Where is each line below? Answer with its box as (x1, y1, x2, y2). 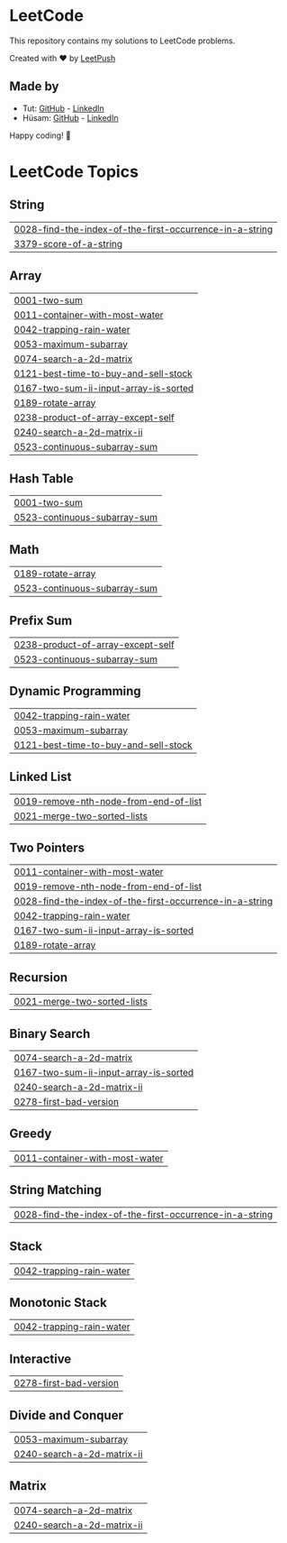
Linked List (9, 769, 72, 785)
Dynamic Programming (9, 684, 141, 699)
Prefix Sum (9, 612, 73, 628)
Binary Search (9, 1025, 91, 1042)
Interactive (9, 1351, 72, 1366)
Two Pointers (9, 840, 85, 856)
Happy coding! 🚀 (9, 130, 72, 141)
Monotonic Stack (9, 1295, 108, 1310)
